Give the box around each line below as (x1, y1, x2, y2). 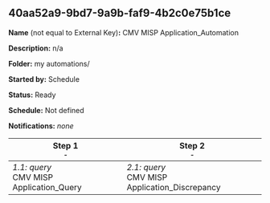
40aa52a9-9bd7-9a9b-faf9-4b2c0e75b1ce (8, 6, 231, 20)
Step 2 (179, 140, 205, 151)
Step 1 (52, 140, 79, 151)
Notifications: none (8, 120, 74, 131)
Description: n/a (8, 43, 63, 53)
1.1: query (12, 161, 52, 173)
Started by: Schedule (8, 74, 80, 83)
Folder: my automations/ (8, 59, 90, 68)
